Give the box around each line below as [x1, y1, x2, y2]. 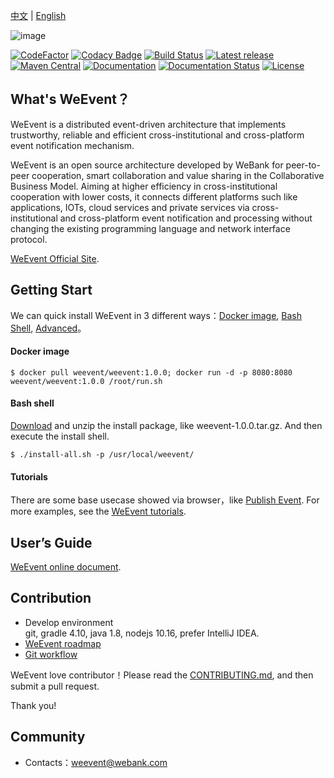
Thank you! [10, 699, 57, 711]
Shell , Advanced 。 [10, 322, 87, 334]
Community [10, 729, 86, 746]
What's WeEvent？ [10, 91, 130, 108]
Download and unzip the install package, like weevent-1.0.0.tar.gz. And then [10, 420, 323, 432]
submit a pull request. [10, 680, 100, 692]
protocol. [10, 233, 48, 245]
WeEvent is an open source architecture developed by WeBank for [10, 159, 284, 171]
